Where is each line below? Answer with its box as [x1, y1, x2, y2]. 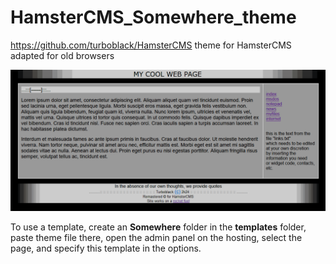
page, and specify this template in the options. [10, 242, 202, 255]
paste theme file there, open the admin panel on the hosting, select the [10, 232, 303, 244]
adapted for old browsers [10, 49, 115, 61]
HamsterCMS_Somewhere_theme [10, 6, 297, 29]
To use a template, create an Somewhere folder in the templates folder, [10, 221, 307, 233]
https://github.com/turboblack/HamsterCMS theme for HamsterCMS [10, 39, 292, 51]
